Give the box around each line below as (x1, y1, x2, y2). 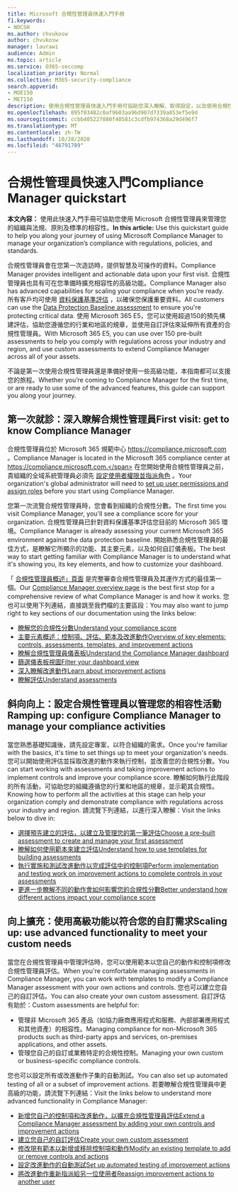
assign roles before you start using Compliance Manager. (7, 487, 175, 495)
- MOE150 (7, 89, 33, 96)
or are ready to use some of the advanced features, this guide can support (7, 384, 225, 392)
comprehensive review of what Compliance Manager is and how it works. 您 (7, 592, 230, 601)
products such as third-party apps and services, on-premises (17, 1032, 198, 1041)
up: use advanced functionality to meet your (7, 927, 208, 939)
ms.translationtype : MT (7, 122, 78, 130)
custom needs (7, 938, 72, 950)
